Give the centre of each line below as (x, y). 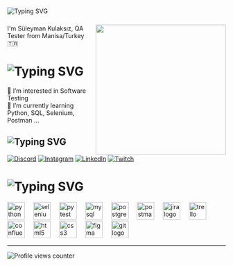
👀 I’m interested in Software (47, 91)
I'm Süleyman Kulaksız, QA (45, 28)
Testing (18, 98)
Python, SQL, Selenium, (41, 113)
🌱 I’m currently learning (41, 105)
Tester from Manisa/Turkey (46, 35)
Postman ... (23, 120)
